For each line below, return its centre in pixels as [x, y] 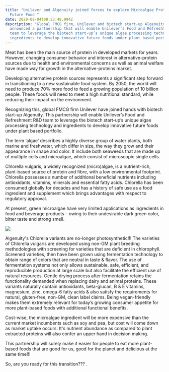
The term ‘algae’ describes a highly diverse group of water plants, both [79, 140]
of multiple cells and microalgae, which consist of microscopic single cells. [83, 156]
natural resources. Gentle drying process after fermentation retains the [78, 276]
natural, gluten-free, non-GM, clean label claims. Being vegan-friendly [78, 297]
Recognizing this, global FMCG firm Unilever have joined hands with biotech [84, 109]
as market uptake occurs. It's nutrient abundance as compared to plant [79, 328]
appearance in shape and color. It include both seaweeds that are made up [83, 151]
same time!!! [18, 354]
